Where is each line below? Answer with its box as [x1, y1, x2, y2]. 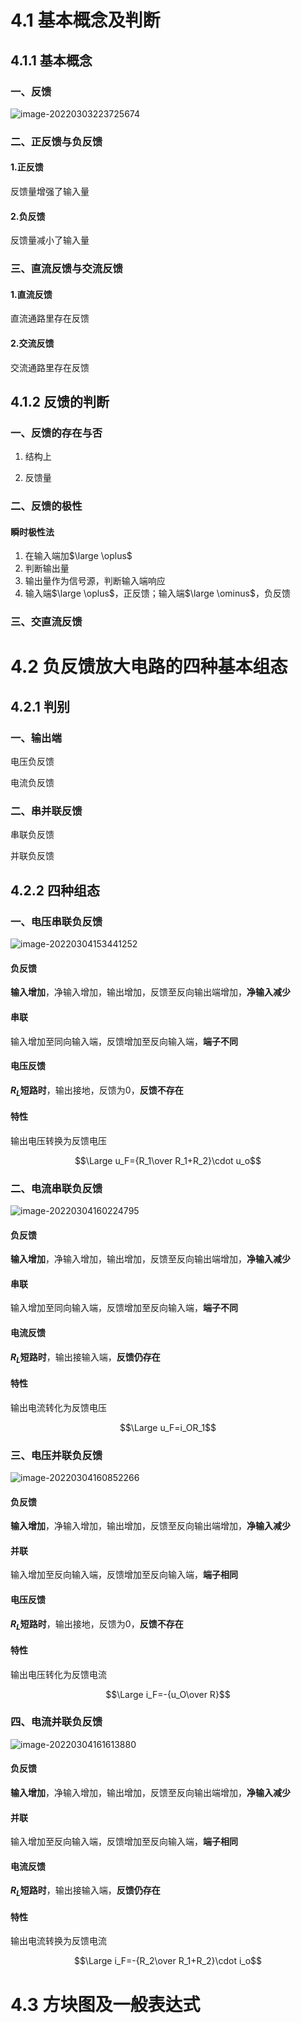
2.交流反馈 [10, 337, 55, 349]
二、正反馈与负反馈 [10, 134, 103, 148]
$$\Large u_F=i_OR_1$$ [119, 1421, 217, 1433]
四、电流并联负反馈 [10, 1715, 103, 1729]
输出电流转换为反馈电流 [10, 1935, 107, 1947]
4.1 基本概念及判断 [10, 9, 161, 32]
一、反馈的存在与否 [10, 426, 103, 440]
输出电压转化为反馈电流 [10, 1668, 107, 1680]
